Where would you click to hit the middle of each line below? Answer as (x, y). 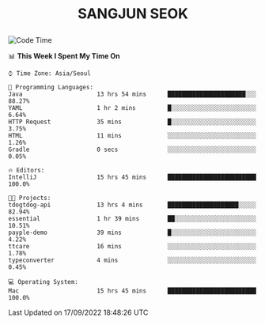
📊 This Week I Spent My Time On (64, 56)
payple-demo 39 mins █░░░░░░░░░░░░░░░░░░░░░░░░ (132, 233)
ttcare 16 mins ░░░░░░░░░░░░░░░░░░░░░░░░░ (132, 247)
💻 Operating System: (44, 282)
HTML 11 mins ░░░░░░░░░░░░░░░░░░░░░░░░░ (132, 136)
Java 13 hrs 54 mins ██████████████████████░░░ (132, 94)
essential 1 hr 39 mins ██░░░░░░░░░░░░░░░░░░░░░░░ (132, 219)
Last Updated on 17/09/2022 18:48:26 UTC (78, 312)
